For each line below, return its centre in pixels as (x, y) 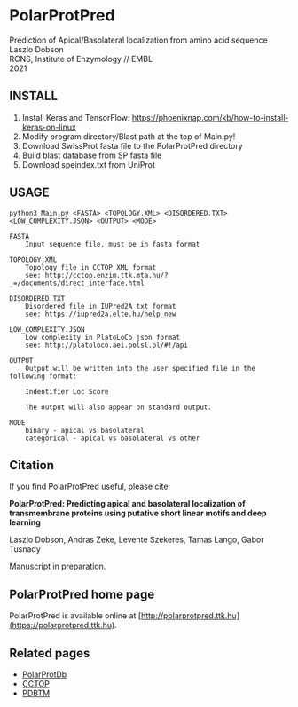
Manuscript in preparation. (58, 566)
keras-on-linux (49, 127)
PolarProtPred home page (82, 594)
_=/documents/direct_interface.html (77, 283)
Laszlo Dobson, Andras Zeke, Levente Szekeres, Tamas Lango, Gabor (137, 540)
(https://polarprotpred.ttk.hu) (62, 625)
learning (25, 522)
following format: (43, 376)
